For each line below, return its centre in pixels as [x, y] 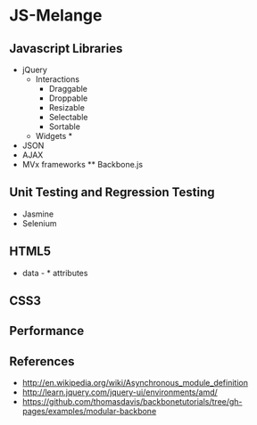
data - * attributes [55, 273]
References [42, 361]
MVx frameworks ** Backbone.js [83, 164]
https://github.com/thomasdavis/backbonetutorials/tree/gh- [132, 402]
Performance [47, 331]
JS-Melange [56, 16]
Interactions [58, 79]
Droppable [68, 98]
